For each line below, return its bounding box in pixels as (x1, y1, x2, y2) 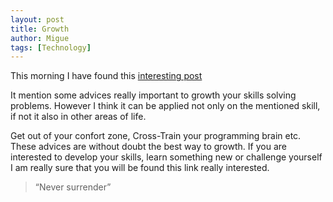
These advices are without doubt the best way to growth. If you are (10, 141, 287, 153)
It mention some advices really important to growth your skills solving (10, 89, 297, 101)
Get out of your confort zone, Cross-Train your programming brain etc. (10, 130, 302, 142)
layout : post (10, 14, 65, 25)
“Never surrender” (34, 181, 112, 193)
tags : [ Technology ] (10, 42, 92, 53)
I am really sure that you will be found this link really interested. (10, 162, 270, 174)
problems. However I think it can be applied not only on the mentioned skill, (10, 100, 321, 112)
